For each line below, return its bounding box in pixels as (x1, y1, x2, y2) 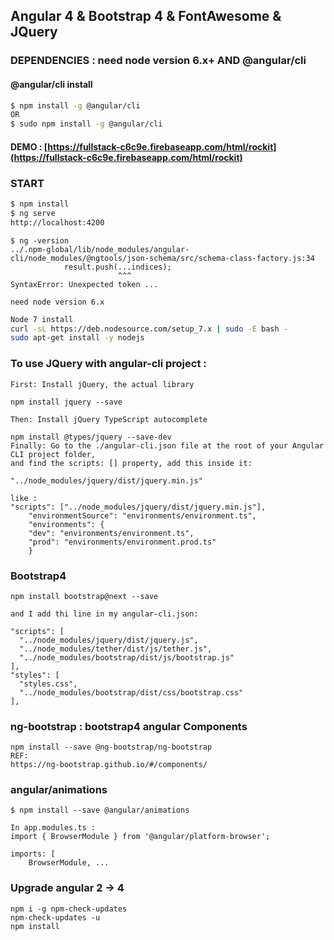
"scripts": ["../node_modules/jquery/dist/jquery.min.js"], (10, 502, 267, 512)
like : (10, 493, 38, 503)
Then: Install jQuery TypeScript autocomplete (10, 414, 208, 424)
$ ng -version (10, 235, 70, 246)
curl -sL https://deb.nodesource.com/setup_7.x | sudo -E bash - (10, 324, 288, 334)
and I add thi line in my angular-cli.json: (10, 609, 199, 619)
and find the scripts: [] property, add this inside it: (10, 458, 253, 468)
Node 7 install (10, 314, 74, 324)
